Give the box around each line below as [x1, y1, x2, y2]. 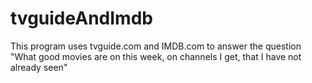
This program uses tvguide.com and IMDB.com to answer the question [10, 40, 302, 52]
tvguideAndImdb [10, 7, 153, 30]
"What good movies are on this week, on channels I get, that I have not [10, 50, 302, 62]
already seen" [10, 61, 68, 73]
